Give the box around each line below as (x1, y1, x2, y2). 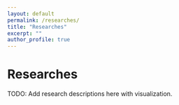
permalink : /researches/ (7, 17, 80, 24)
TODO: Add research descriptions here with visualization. (7, 90, 173, 98)
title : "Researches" (7, 23, 68, 30)
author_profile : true (7, 36, 71, 43)
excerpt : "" (7, 29, 42, 37)
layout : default (7, 10, 55, 17)
